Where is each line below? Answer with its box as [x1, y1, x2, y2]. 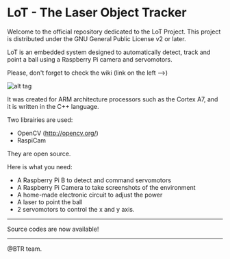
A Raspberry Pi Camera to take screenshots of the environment [16, 183, 196, 191]
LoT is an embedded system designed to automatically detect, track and [7, 48, 211, 56]
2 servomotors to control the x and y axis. [16, 205, 135, 213]
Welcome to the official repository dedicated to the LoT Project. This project [7, 27, 221, 36]
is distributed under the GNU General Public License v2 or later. [7, 34, 186, 42]
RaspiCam [16, 136, 47, 145]
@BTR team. [7, 245, 42, 253]
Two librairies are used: [7, 115, 73, 124]
